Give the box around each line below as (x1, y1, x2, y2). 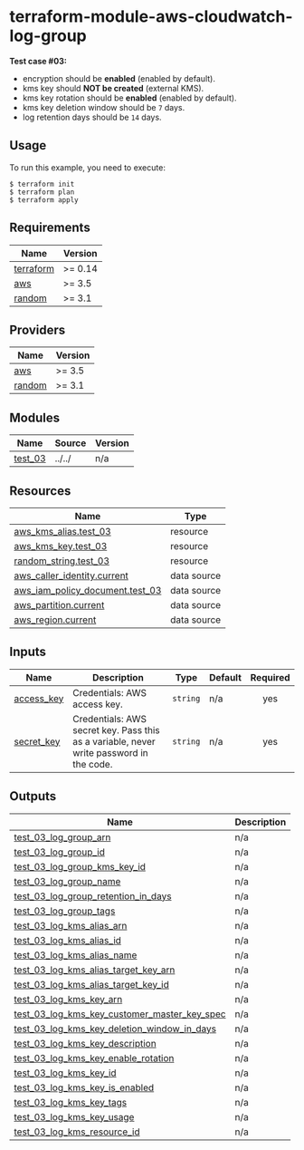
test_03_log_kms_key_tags (14, 1096, 128, 1108)
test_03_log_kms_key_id (14, 1067, 117, 1079)
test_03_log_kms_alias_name (14, 949, 138, 962)
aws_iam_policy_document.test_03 (14, 585, 162, 596)
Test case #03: (9, 55, 68, 66)
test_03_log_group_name (14, 875, 121, 887)
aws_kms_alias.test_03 (14, 526, 111, 537)
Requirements (9, 220, 90, 236)
